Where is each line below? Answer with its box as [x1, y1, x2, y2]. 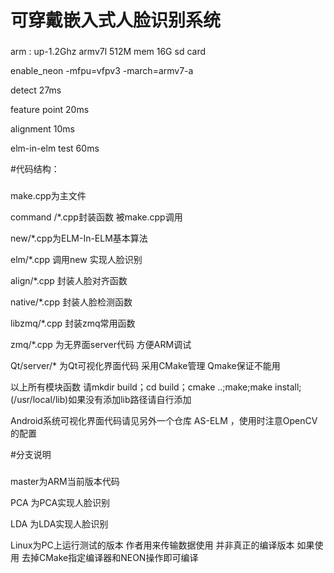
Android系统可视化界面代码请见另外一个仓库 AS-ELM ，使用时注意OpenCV [10, 415, 318, 427]
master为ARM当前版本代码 [10, 475, 120, 487]
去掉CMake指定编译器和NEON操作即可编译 [21, 551, 199, 563]
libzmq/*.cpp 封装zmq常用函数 [10, 317, 136, 330]
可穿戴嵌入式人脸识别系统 [10, 9, 222, 32]
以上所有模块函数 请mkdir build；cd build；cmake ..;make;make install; [10, 381, 302, 393]
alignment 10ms [10, 123, 75, 135]
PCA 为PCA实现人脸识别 [10, 496, 111, 508]
